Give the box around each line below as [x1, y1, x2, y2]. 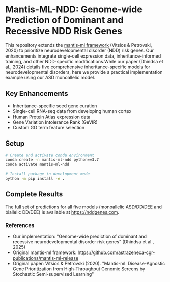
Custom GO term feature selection [12, 124, 85, 130]
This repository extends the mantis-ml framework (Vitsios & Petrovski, [5, 42, 152, 48]
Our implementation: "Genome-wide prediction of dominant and [12, 233, 147, 240]
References [5, 221, 35, 229]
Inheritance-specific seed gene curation [12, 103, 97, 109]
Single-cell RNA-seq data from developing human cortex [12, 108, 132, 114]
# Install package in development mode [5, 172, 90, 177]
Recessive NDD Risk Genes [5, 25, 122, 37]
